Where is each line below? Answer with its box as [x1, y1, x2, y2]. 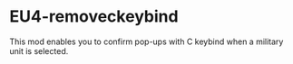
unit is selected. [9, 45, 69, 56]
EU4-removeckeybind [9, 6, 179, 27]
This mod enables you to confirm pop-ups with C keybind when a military [9, 36, 284, 47]
